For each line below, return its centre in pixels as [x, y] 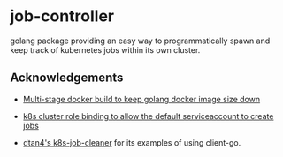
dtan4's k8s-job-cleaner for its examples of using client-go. [132, 142]
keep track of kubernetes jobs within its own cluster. [105, 49]
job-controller [62, 16]
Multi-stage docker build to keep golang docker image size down [141, 99]
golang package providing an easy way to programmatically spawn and [140, 41]
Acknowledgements [67, 78]
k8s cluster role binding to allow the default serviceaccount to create [148, 116]
